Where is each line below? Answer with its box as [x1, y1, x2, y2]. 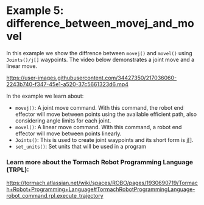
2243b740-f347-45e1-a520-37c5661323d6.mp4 [6, 80, 129, 88]
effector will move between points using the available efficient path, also [15, 110, 197, 118]
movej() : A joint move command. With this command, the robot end [15, 104, 184, 111]
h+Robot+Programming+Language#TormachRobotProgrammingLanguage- [6, 186, 195, 193]
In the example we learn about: [6, 92, 84, 99]
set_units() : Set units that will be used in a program [15, 143, 147, 150]
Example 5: [6, 4, 64, 18]
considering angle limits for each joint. [15, 116, 111, 124]
